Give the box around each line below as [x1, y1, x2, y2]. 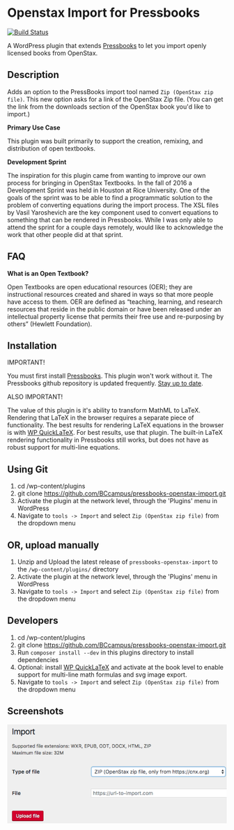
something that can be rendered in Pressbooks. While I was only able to [7, 215, 214, 224]
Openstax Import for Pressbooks [7, 5, 201, 21]
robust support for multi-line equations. [7, 443, 120, 452]
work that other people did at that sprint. [7, 230, 123, 238]
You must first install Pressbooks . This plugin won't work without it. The [7, 371, 212, 381]
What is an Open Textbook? [7, 269, 89, 277]
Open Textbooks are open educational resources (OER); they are [7, 282, 193, 291]
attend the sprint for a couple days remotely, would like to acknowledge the [7, 223, 224, 231]
